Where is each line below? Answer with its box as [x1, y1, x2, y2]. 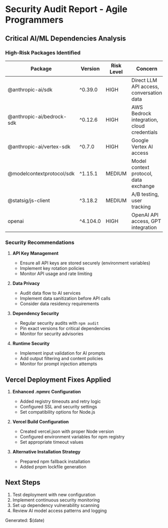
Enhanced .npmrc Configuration [12, 388, 81, 394]
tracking [131, 203, 151, 210]
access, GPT [131, 217, 161, 224]
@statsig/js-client [7, 197, 50, 204]
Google [131, 137, 149, 144]
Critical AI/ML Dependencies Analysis [5, 34, 126, 43]
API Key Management [12, 250, 59, 256]
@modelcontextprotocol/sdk [7, 170, 75, 177]
